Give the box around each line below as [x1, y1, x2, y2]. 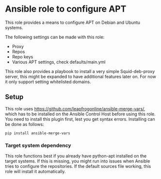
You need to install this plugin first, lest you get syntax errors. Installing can [5, 116, 155, 122]
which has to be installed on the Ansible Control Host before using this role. [5, 111, 156, 117]
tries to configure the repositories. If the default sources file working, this [5, 163, 151, 169]
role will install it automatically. [5, 169, 66, 175]
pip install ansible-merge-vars [5, 130, 70, 136]
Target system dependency [5, 142, 71, 149]
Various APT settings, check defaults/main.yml [12, 59, 106, 65]
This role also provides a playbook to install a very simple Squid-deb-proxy [5, 68, 155, 74]
